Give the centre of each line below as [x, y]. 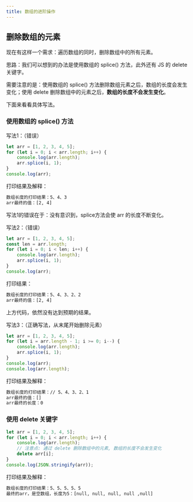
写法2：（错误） [24, 227]
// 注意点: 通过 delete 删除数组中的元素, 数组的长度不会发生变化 [89, 449]
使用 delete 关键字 [32, 419]
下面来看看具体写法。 [32, 105]
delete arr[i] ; [35, 454]
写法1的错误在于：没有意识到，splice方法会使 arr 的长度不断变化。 [86, 215]
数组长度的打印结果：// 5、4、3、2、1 [48, 392]
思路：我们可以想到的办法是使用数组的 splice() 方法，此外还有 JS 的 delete [97, 65]
